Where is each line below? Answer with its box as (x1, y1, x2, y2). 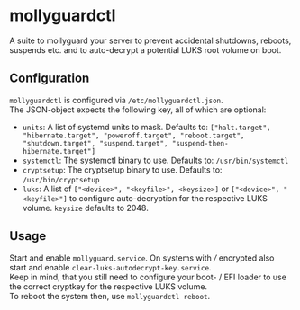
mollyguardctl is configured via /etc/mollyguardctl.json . (9, 94, 223, 105)
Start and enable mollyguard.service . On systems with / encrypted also (9, 252, 275, 263)
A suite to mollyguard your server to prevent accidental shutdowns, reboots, (9, 35, 292, 46)
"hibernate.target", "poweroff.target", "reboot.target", (22, 131, 245, 140)
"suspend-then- (171, 138, 229, 148)
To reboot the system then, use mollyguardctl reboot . (9, 290, 211, 301)
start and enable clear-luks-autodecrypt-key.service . (9, 261, 212, 272)
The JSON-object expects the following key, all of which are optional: (9, 104, 267, 115)
